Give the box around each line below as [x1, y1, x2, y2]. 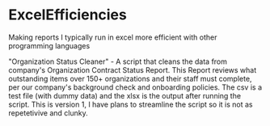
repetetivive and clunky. [8, 107, 89, 118]
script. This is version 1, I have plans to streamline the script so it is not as [8, 99, 253, 109]
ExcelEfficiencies [8, 6, 127, 24]
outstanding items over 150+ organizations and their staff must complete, [8, 73, 252, 83]
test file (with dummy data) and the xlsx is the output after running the [8, 90, 241, 100]
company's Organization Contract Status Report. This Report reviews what [8, 65, 257, 74]
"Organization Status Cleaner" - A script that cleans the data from [8, 57, 228, 66]
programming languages [8, 40, 91, 50]
